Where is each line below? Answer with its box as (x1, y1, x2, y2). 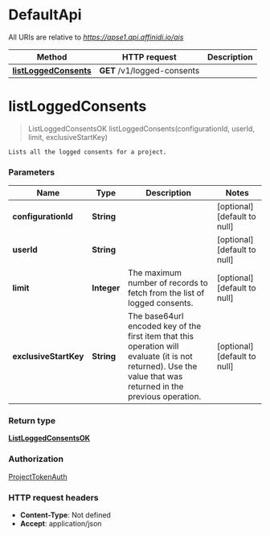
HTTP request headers (8, 492, 99, 503)
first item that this (128, 331, 194, 342)
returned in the (128, 381, 184, 392)
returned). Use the (128, 361, 198, 372)
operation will (128, 340, 179, 352)
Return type (8, 415, 56, 427)
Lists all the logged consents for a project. (8, 147, 167, 156)
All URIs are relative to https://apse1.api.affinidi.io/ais (8, 32, 184, 42)
